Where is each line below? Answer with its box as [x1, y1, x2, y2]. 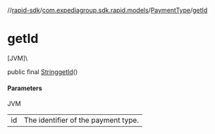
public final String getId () [7, 67, 78, 76]
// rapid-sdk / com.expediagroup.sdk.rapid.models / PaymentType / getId [7, 6, 208, 14]
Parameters [7, 84, 42, 92]
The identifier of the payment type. [23, 116, 140, 126]
